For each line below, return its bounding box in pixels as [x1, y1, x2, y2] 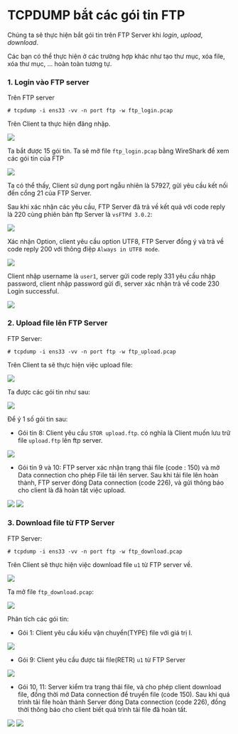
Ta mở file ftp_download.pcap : [7, 587, 94, 596]
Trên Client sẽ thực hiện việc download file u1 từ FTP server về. [7, 560, 193, 568]
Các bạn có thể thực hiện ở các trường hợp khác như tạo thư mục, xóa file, [7, 52, 225, 60]
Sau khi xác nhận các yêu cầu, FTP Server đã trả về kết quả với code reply [7, 203, 226, 211]
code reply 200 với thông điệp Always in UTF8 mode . [7, 245, 160, 254]
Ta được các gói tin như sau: [7, 387, 91, 396]
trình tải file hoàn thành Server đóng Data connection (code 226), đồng [17, 697, 226, 706]
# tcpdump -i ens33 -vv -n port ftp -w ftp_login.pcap [7, 107, 173, 114]
